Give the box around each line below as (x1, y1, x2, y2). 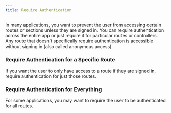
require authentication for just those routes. (5, 73, 96, 79)
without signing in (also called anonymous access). (5, 43, 113, 49)
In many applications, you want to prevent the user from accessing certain (5, 21, 162, 28)
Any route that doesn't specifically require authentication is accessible (5, 38, 153, 44)
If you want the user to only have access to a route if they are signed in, (5, 67, 156, 74)
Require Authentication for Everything (5, 85, 102, 93)
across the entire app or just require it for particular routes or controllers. (5, 32, 158, 38)
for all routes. (5, 103, 33, 109)
